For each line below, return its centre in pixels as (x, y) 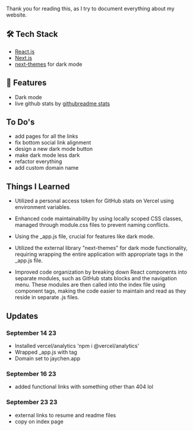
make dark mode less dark (47, 155)
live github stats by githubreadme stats (62, 103)
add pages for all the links (46, 137)
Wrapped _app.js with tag (46, 352)
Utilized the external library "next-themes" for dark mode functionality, (101, 248)
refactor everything (38, 161)
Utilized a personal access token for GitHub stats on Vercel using (94, 201)
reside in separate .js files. (47, 297)
